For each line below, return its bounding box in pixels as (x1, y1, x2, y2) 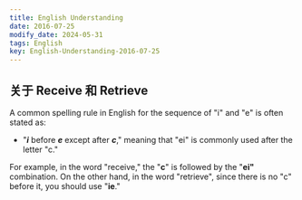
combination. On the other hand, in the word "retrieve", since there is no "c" (9, 171, 292, 182)
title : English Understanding (9, 13, 124, 23)
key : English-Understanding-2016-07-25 (9, 47, 161, 56)
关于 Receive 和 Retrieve (9, 82, 149, 98)
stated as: (9, 117, 47, 128)
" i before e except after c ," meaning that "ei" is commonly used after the (22, 134, 293, 145)
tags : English (9, 38, 63, 48)
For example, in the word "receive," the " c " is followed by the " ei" (9, 161, 255, 172)
